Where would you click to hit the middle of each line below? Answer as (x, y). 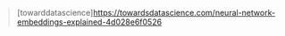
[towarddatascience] (55, 13)
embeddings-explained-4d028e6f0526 (89, 22)
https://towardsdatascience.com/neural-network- (184, 13)
